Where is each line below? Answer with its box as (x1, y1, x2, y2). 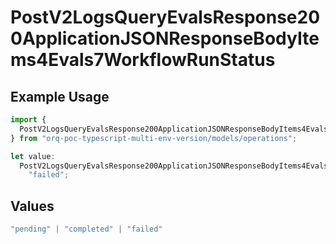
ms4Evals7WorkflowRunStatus (10, 49, 276, 71)
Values (10, 197, 55, 215)
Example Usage (10, 88, 110, 105)
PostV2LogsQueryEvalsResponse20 (10, 6, 321, 29)
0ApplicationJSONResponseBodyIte (10, 27, 320, 50)
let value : (10, 151, 56, 161)
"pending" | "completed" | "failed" (10, 224, 163, 235)
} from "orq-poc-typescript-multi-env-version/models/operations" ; (10, 133, 298, 143)
